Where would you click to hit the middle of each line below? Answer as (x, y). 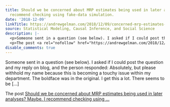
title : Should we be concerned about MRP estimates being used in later (83, 10)
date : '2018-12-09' (26, 19)
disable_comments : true (30, 48)
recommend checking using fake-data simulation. (62, 15)
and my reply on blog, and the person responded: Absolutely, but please (80, 67)
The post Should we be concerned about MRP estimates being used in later (84, 93)
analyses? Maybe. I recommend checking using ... (57, 99)
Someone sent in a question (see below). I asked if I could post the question (84, 62)
